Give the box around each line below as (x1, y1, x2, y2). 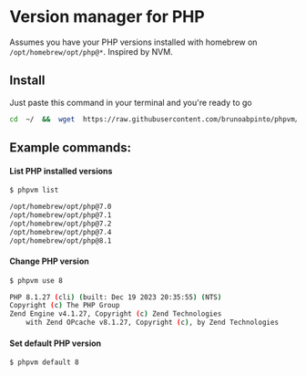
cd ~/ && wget (9, 114, 76, 124)
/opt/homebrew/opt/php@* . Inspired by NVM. (9, 46, 173, 57)
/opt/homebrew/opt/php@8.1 (9, 235, 112, 245)
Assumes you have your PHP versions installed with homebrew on (9, 37, 258, 47)
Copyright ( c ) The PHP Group (9, 301, 120, 310)
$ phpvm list (9, 185, 59, 195)
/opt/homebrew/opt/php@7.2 (9, 219, 112, 228)
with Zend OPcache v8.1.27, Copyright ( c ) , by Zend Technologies (25, 318, 280, 328)
